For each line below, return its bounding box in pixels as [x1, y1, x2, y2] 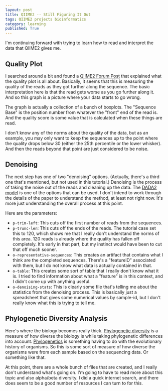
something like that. [5, 354, 46, 360]
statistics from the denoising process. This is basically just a [12, 289, 137, 295]
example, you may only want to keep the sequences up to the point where [5, 135, 158, 141]
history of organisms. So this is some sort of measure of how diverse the [5, 343, 155, 349]
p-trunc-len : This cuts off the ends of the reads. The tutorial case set [12, 225, 156, 231]
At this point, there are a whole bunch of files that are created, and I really [5, 364, 157, 370]
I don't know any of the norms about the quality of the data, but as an [5, 129, 148, 136]
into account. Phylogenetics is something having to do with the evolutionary [5, 338, 162, 344]
